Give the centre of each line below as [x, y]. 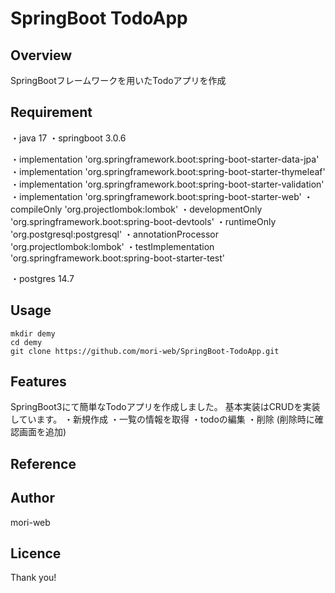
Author [32, 498]
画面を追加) [42, 432]
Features [38, 382]
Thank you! [33, 578]
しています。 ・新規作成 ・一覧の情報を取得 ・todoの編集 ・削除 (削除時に [162, 419]
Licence [36, 553]
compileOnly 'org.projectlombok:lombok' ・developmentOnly [136, 209]
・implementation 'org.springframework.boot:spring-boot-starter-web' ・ [161, 196]
